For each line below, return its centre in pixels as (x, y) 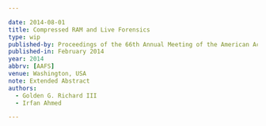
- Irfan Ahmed (38, 103)
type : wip (25, 37)
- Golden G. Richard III (56, 95)
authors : (23, 88)
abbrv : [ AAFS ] (32, 67)
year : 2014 (26, 59)
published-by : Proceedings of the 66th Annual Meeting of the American (129, 44)
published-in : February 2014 (56, 52)
